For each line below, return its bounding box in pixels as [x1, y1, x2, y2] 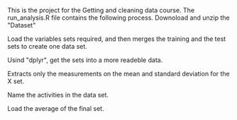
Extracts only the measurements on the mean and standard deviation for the [7, 70, 230, 78]
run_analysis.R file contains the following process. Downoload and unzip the [7, 13, 231, 22]
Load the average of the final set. [7, 104, 104, 112]
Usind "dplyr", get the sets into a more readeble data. [7, 56, 163, 64]
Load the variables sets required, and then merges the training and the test [7, 35, 226, 43]
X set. [7, 77, 25, 85]
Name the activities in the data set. [7, 91, 109, 99]
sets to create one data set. [7, 42, 87, 50]
